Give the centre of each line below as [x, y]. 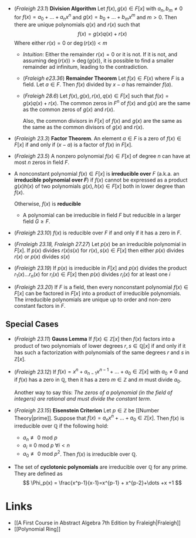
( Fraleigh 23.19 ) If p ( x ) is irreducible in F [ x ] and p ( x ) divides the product [100, 268]
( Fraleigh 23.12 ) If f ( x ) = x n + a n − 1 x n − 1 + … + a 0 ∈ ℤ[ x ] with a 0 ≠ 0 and [101, 372]
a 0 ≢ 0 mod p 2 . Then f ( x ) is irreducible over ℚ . [80, 454]
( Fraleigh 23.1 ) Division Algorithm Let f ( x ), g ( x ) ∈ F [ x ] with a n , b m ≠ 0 [98, 9]
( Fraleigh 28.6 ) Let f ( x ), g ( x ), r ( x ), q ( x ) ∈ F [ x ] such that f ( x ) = [96, 96]
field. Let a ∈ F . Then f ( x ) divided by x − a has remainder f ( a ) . [98, 85]
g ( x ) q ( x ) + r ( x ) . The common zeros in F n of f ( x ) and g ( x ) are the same [107, 102]
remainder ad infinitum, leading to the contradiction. [85, 67]
